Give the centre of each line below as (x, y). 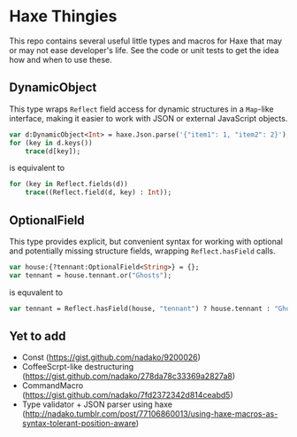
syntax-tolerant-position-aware (79, 424)
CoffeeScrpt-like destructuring (78, 367)
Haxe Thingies (63, 16)
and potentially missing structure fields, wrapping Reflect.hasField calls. (142, 251)
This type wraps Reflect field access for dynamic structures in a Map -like (141, 109)
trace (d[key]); (53, 151)
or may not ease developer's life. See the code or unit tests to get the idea (144, 50)
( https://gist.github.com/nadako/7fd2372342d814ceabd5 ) (128, 395)
